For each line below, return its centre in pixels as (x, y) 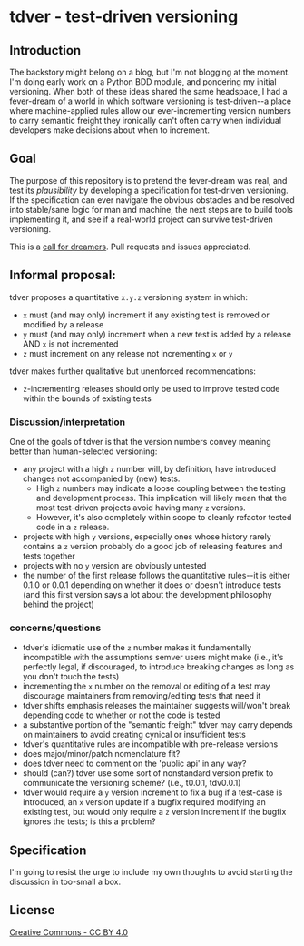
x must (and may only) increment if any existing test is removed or (146, 315)
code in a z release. (73, 527)
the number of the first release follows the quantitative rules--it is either (156, 575)
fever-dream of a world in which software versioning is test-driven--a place (151, 101)
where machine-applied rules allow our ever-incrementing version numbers (151, 111)
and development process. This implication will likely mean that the (162, 498)
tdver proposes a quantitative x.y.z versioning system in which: (128, 297)
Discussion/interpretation (68, 422)
